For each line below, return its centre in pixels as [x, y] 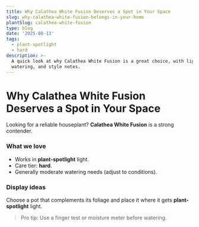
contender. [19, 131]
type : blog [20, 28]
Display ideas [26, 187]
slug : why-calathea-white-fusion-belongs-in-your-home [75, 17]
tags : [13, 39]
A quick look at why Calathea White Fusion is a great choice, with [98, 61]
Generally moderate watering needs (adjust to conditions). [86, 171]
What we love [26, 147]
